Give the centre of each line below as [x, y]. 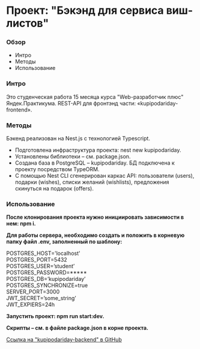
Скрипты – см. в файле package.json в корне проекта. [77, 328]
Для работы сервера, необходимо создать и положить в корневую [95, 235]
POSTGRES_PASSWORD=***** [47, 272]
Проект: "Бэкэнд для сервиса [85, 11]
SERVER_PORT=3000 [33, 292]
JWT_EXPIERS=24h [31, 304]
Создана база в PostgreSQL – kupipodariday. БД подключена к [95, 163]
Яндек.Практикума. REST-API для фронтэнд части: [71, 103]
